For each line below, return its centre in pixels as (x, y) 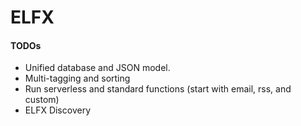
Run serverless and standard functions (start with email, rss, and (158, 89)
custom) (42, 100)
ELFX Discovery (57, 110)
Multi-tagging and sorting (77, 78)
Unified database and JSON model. (97, 68)
